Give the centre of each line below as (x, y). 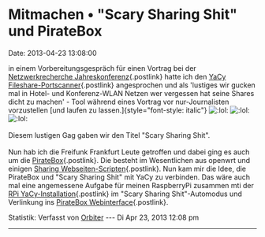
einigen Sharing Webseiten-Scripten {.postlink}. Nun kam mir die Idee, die (127, 168)
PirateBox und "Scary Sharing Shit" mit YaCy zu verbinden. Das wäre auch (129, 177)
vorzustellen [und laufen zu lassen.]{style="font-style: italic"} (108, 110)
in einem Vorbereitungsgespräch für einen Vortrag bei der (103, 68)
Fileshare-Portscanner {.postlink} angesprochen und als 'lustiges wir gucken (132, 85)
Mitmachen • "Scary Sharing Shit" (123, 15)
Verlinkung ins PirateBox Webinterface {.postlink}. (88, 202)
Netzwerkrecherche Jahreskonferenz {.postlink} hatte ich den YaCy (117, 76)
